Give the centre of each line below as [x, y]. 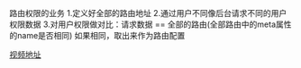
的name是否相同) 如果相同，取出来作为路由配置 [97, 35]
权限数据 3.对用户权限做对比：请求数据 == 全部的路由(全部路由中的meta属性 [150, 24]
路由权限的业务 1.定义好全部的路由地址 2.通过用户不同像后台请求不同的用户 [148, 13]
